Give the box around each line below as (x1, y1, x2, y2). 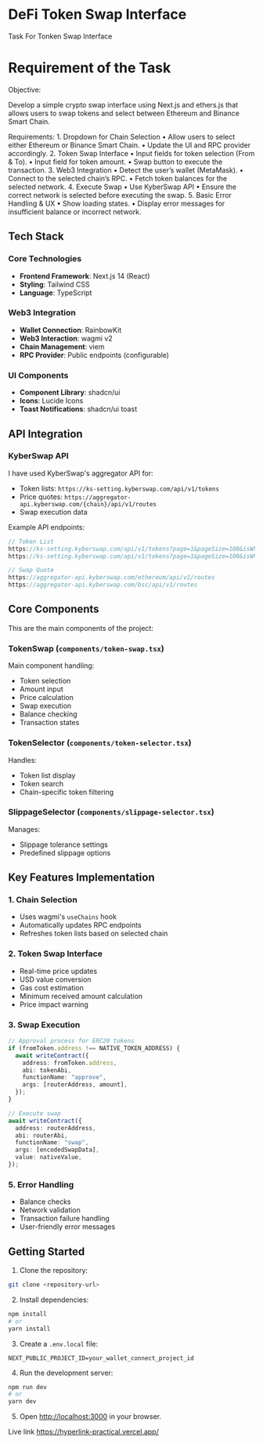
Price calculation (19, 693, 74, 702)
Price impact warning (19, 999, 88, 1009)
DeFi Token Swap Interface (8, 5, 187, 24)
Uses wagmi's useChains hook (19, 912, 117, 921)
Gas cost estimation (19, 983, 85, 992)
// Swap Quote (8, 567, 55, 574)
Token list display (19, 771, 76, 780)
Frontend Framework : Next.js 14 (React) (19, 271, 150, 280)
